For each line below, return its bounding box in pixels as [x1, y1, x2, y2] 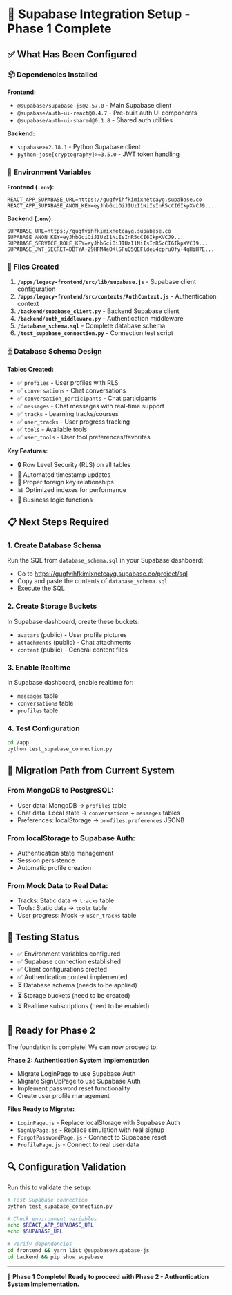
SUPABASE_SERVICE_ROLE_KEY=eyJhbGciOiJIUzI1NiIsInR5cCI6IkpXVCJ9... [7, 240, 209, 247]
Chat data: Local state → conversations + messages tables [17, 809, 181, 817]
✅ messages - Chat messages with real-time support [17, 401, 164, 410]
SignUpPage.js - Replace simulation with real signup [17, 1126, 164, 1134]
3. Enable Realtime [7, 663, 71, 672]
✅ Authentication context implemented [17, 973, 128, 981]
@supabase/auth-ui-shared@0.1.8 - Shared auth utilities [17, 115, 173, 124]
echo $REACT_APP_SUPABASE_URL [7, 1222, 95, 1229]
